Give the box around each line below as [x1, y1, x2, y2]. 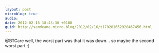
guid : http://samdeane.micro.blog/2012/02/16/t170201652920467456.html [5, 25, 152, 30]
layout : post [5, 7, 31, 12]
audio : [5, 16, 18, 21]
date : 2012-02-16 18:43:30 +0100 [5, 20, 72, 25]
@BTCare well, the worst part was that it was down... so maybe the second [5, 38, 155, 43]
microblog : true [5, 11, 38, 16]
